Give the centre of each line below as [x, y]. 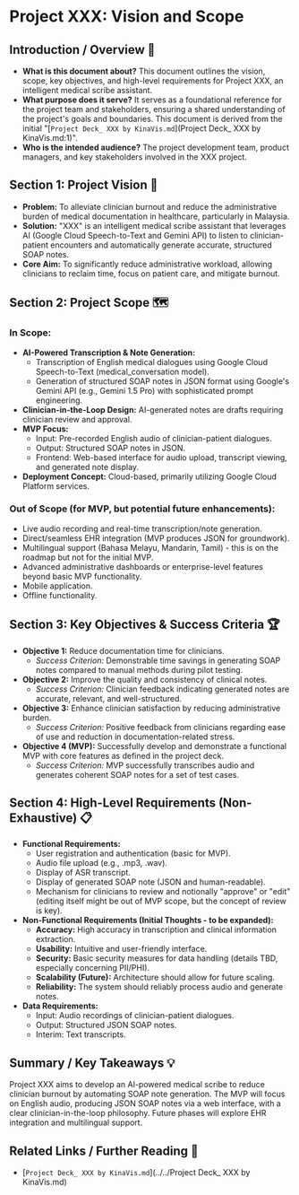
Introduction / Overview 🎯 [82, 50]
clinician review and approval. [77, 419]
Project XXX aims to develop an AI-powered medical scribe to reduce [137, 1085]
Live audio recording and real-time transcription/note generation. [142, 528]
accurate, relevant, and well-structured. [108, 698]
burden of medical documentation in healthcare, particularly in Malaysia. [156, 216]
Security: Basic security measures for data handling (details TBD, [157, 958]
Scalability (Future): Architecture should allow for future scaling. [155, 977]
